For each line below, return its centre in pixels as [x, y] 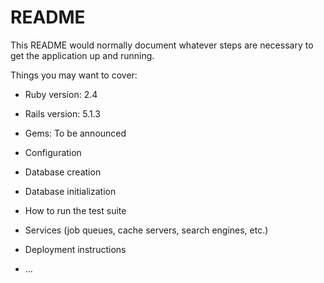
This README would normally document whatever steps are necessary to [162, 45]
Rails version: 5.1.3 [62, 113]
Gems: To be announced [75, 133]
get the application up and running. [82, 55]
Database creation [63, 172]
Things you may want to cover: [74, 75]
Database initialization [70, 191]
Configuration [53, 152]
